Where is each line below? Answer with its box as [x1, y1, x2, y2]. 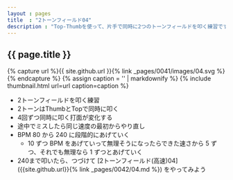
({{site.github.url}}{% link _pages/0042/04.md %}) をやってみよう [17, 165, 207, 174]
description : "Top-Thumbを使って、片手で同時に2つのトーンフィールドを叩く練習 [7, 23, 218, 30]
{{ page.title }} [7, 48, 71, 60]
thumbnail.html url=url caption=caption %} [7, 82, 130, 90]
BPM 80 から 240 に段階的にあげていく [17, 131, 130, 139]
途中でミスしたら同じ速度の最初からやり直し [17, 122, 146, 130]
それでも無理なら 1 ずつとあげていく [40, 148, 144, 156]
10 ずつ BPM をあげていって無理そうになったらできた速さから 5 [27, 139, 209, 147]
